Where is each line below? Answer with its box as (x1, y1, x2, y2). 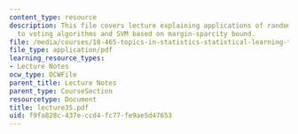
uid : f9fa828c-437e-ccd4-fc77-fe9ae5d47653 (9, 111, 173, 120)
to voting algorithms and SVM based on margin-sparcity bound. (17, 29, 255, 38)
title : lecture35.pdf (9, 103, 90, 112)
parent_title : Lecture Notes (9, 78, 117, 87)
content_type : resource (9, 12, 98, 22)
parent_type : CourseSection (9, 86, 114, 95)
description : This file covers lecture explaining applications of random (9, 21, 292, 30)
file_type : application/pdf (9, 46, 114, 55)
